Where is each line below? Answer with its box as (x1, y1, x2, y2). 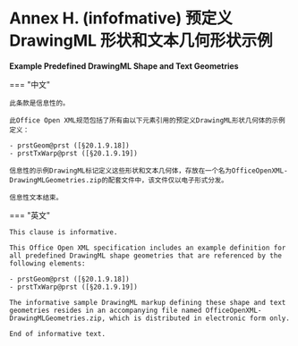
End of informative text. (9, 329, 106, 338)
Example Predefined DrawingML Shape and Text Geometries (9, 60, 239, 72)
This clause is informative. (9, 227, 118, 237)
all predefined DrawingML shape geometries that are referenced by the (9, 251, 282, 260)
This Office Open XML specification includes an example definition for (9, 243, 286, 252)
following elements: (9, 258, 87, 268)
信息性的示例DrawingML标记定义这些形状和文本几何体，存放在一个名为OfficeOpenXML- (9, 166, 288, 175)
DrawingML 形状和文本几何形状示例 (9, 30, 273, 51)
